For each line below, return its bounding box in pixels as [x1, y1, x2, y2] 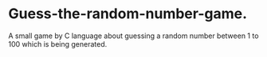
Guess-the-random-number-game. [8, 5, 248, 23]
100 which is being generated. [8, 39, 108, 48]
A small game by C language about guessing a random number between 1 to [8, 31, 259, 40]
